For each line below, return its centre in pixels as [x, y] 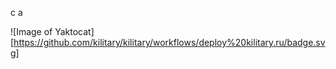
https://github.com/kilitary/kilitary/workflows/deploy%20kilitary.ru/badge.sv [169, 42]
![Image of [31, 31]
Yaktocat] [74, 31]
